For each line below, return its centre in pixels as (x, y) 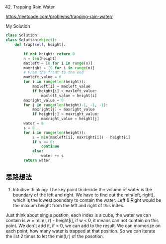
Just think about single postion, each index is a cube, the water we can (78, 215)
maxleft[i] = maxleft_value (61, 87)
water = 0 (34, 123)
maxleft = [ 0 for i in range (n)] (58, 63)
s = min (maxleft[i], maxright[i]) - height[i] (81, 137)
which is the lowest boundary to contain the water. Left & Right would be (87, 200)
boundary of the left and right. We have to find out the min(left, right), (84, 195)
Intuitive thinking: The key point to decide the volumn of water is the (82, 189)
